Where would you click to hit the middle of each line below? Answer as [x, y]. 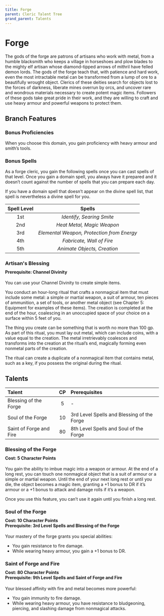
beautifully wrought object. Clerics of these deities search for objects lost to [82, 82]
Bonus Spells [21, 161]
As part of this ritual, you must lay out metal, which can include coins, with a [82, 333]
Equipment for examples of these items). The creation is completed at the [79, 308]
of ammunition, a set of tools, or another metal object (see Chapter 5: [75, 303]
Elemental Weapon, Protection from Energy [88, 233]
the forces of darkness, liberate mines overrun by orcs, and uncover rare [78, 88]
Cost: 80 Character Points [32, 572]
